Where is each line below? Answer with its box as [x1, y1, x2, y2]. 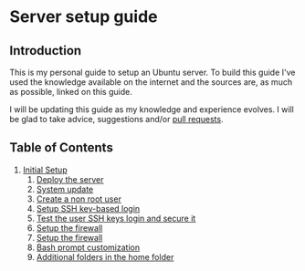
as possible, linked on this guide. [9, 87, 132, 97]
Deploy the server [36, 173, 104, 184]
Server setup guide [9, 6, 158, 27]
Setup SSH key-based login [36, 203, 141, 214]
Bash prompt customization [36, 242, 140, 253]
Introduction [9, 43, 82, 58]
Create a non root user [36, 193, 121, 204]
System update [36, 183, 94, 194]
